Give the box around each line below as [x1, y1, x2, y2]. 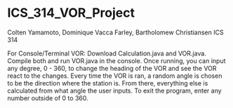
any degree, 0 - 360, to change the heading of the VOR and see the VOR [7, 64, 217, 72]
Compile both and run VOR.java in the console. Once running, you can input [7, 56, 226, 65]
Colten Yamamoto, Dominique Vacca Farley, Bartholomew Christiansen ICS [7, 28, 224, 36]
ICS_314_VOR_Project [7, 5, 135, 21]
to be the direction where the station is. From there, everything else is [7, 79, 208, 87]
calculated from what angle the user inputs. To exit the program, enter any [7, 86, 222, 95]
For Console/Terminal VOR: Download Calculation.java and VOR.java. [7, 49, 207, 58]
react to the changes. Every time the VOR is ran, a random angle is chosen [7, 72, 222, 80]
